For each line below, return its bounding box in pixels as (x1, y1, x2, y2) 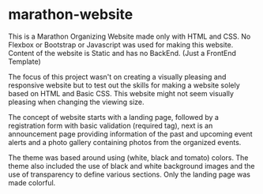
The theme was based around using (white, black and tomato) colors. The (8, 152, 249, 162)
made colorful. (8, 177, 56, 187)
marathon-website (8, 6, 133, 24)
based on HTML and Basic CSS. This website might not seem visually (8, 88, 235, 98)
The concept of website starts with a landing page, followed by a (8, 112, 220, 121)
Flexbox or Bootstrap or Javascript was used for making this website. (8, 39, 234, 49)
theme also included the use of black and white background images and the (8, 161, 255, 170)
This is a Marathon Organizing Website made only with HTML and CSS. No (8, 32, 251, 41)
